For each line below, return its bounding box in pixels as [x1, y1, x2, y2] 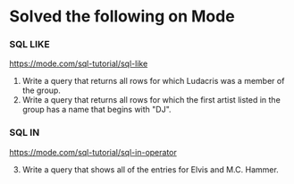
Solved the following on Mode [9, 6, 235, 27]
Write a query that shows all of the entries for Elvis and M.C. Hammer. [21, 163, 279, 175]
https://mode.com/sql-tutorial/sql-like [9, 58, 148, 69]
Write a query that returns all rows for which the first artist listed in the [21, 95, 281, 105]
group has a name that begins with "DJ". [21, 105, 172, 115]
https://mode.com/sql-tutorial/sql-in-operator [9, 146, 177, 157]
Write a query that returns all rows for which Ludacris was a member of [21, 76, 285, 87]
